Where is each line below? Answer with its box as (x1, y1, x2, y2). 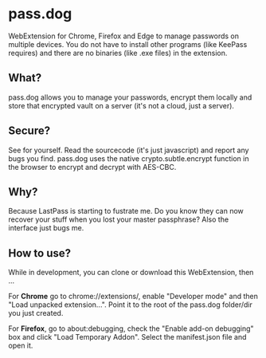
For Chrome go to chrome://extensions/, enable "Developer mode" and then (8, 292, 259, 301)
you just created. (8, 309, 64, 318)
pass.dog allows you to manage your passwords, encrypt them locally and (8, 92, 252, 102)
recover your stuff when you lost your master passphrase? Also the (8, 214, 229, 224)
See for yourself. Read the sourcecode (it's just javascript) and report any (8, 145, 249, 155)
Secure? (8, 124, 50, 138)
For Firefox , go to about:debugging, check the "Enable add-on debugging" (8, 324, 254, 333)
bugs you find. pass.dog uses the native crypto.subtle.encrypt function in (8, 153, 249, 163)
